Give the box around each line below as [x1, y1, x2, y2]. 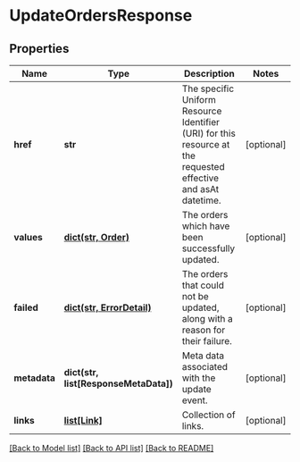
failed [13, 301, 38, 314]
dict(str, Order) [63, 231, 129, 243]
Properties [9, 41, 70, 56]
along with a [181, 313, 234, 324]
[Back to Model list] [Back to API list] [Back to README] [9, 443, 214, 453]
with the [181, 372, 216, 384]
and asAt [181, 183, 220, 195]
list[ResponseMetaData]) [63, 377, 174, 390]
